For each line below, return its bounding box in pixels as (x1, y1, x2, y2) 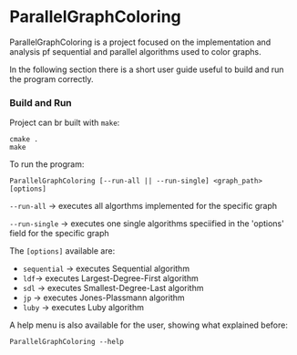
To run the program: (9, 159, 85, 170)
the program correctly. (9, 73, 94, 84)
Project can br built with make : (9, 117, 120, 129)
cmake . (9, 135, 39, 144)
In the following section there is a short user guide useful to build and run (9, 64, 284, 75)
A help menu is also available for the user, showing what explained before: (9, 319, 289, 330)
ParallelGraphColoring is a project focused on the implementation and (9, 37, 271, 47)
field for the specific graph (9, 228, 109, 239)
